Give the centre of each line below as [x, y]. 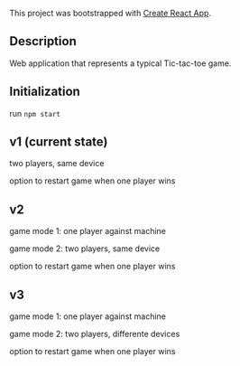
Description [43, 41]
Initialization [45, 92]
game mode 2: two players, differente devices [95, 334]
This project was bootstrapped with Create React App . [111, 13]
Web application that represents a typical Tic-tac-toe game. [120, 63]
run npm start [35, 113]
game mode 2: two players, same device [85, 249]
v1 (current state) [59, 142]
